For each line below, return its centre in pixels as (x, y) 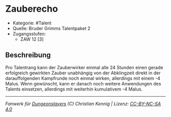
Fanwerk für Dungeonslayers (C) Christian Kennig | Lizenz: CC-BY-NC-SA (83, 104)
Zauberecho (32, 9)
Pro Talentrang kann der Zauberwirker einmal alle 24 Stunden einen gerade (84, 67)
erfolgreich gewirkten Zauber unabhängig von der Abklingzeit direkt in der (83, 73)
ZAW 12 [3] (32, 39)
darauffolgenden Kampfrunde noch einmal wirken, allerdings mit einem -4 (83, 78)
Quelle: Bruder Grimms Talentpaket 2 (51, 28)
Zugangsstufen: (29, 34)
